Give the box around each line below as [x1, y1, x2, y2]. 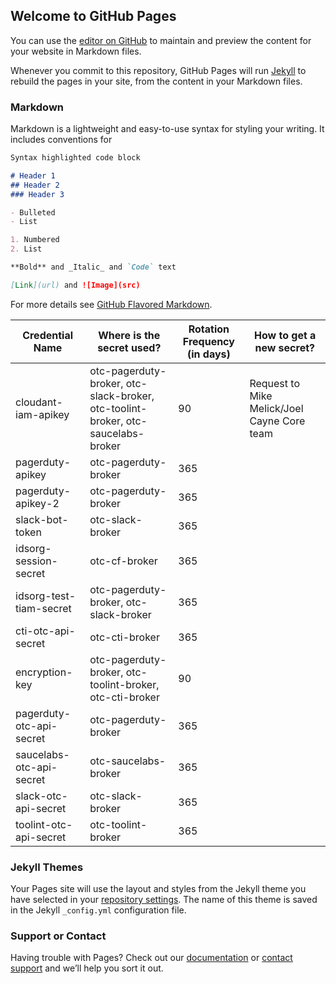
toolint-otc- [15, 817, 73, 831]
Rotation [188, 322, 230, 336]
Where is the [98, 328, 161, 342]
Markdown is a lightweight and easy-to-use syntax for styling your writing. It [10, 123, 325, 135]
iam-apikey [15, 407, 70, 421]
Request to [249, 376, 301, 390]
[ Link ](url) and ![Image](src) [10, 280, 141, 290]
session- [15, 554, 58, 568]
